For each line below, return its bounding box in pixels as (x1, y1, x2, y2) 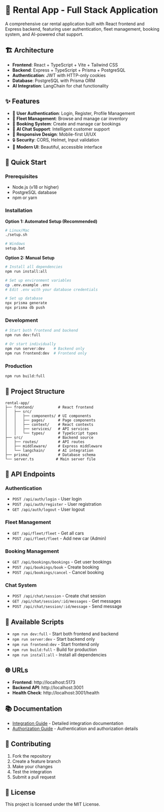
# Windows (5, 242, 26, 246)
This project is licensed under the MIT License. (5, 801, 100, 807)
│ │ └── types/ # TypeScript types (5, 431, 98, 436)
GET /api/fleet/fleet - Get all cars (12, 530, 84, 536)
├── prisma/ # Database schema (5, 452, 96, 457)
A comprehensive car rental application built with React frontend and (5, 21, 145, 27)
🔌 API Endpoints (5, 470, 56, 479)
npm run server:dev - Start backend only (12, 636, 95, 642)
